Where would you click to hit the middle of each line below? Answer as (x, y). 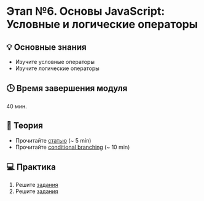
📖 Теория (25, 126)
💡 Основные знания (47, 47)
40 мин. (17, 106)
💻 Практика (31, 167)
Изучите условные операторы (55, 62)
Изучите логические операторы (57, 68)
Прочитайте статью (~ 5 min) (53, 140)
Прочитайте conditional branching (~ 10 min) (73, 147)
